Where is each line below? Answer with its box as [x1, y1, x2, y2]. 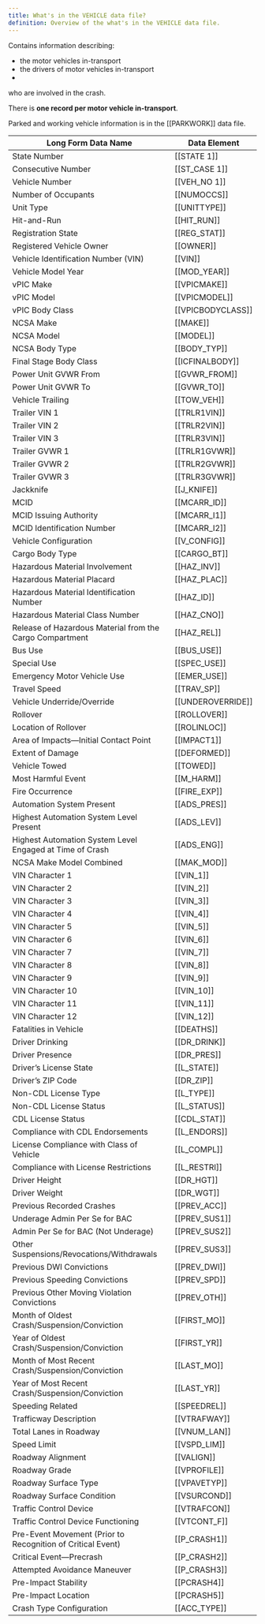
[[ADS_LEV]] [174, 816, 222, 827]
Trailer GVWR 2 [12, 458, 69, 470]
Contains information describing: [8, 40, 115, 50]
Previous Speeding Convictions [12, 1274, 129, 1285]
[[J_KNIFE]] [174, 484, 218, 495]
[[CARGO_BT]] [174, 548, 229, 559]
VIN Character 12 [12, 1011, 77, 1022]
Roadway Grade [12, 1465, 72, 1476]
